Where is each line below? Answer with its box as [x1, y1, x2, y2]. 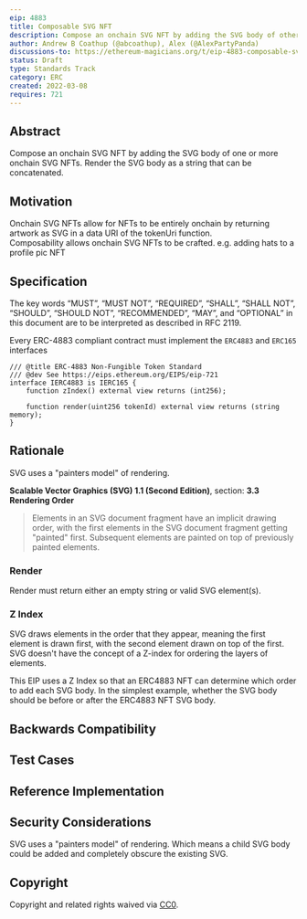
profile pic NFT [9, 248, 66, 259]
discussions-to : [9, 48, 71, 57]
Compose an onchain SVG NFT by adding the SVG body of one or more [9, 148, 279, 159]
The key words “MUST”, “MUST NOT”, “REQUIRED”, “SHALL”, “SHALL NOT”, [9, 298, 296, 309]
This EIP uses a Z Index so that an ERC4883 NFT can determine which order [9, 675, 297, 686]
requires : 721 [9, 90, 64, 99]
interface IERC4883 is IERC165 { [9, 378, 137, 387]
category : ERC [9, 73, 64, 82]
